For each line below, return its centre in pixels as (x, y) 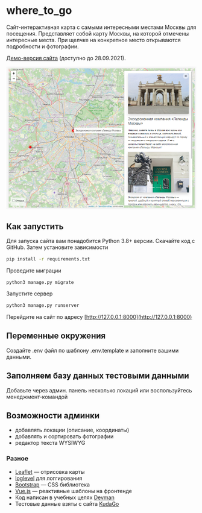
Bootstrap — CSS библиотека (52, 484)
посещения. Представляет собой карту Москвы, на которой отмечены (97, 33)
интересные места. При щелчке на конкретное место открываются (93, 40)
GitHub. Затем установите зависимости (57, 247)
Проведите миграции (34, 271)
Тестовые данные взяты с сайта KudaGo (67, 503)
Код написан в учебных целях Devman (65, 497)
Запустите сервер (30, 294)
